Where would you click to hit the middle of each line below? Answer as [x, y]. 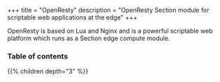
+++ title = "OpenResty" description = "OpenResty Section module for [108, 10]
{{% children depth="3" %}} [48, 72]
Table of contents [38, 56]
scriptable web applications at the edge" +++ [72, 17]
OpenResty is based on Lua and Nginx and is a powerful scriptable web [110, 31]
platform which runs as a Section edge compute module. [89, 38]
